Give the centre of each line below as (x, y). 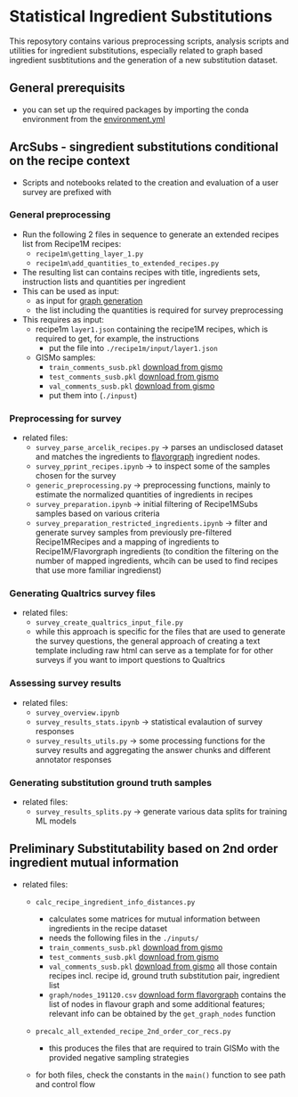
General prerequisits (68, 88)
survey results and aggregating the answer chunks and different (153, 749)
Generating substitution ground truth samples (111, 782)
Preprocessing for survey (65, 418)
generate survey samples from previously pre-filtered (133, 533)
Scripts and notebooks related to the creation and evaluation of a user (150, 182)
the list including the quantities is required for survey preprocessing (159, 310)
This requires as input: (63, 319)
